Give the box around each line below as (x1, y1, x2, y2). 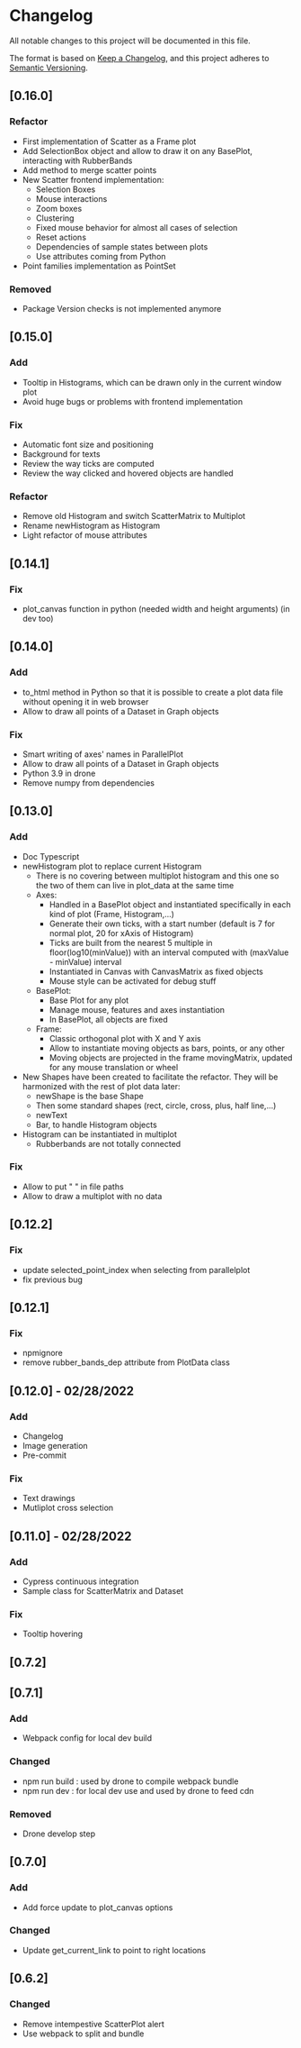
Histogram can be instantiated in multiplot (22, 1128, 178, 1140)
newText (35, 1109, 67, 1120)
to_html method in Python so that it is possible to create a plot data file (22, 687, 284, 697)
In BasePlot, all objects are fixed (49, 1014, 168, 1024)
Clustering (35, 213, 75, 223)
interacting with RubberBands (22, 155, 133, 166)
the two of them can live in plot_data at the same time (35, 879, 235, 890)
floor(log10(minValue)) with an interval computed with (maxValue (49, 947, 289, 958)
